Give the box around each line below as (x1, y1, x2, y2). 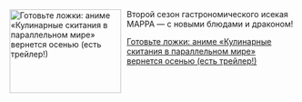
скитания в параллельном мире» (126, 46, 257, 56)
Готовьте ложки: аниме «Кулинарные (126, 36, 272, 46)
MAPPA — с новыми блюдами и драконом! (126, 18, 294, 29)
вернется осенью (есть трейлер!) (126, 56, 257, 66)
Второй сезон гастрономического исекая (126, 9, 288, 19)
